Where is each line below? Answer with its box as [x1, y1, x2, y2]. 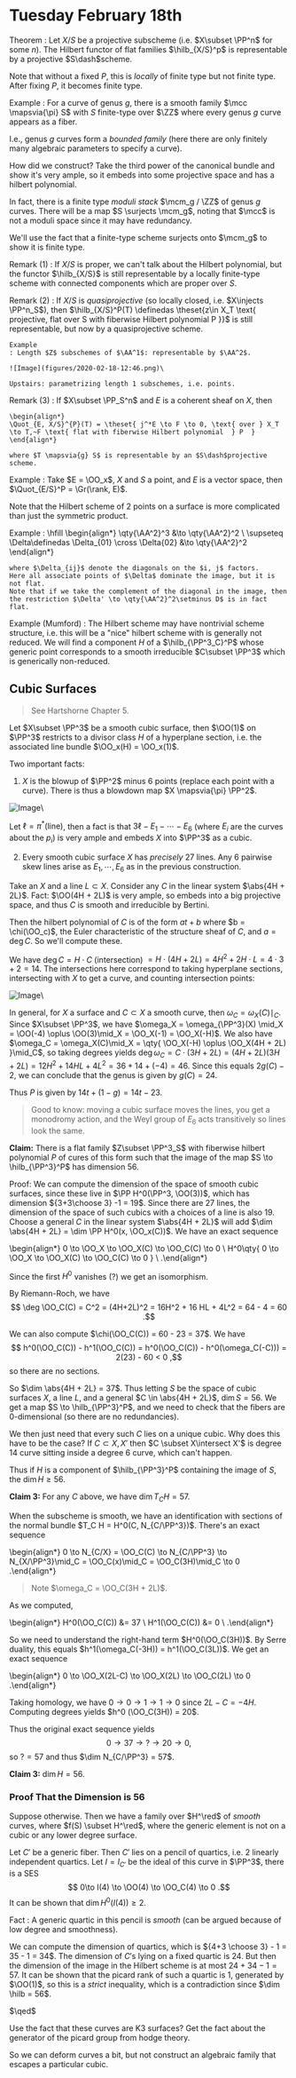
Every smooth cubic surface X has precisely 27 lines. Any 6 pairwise [21, 852, 273, 862]
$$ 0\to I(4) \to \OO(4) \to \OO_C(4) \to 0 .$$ [67, 1882, 230, 1892]
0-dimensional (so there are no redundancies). [9, 1411, 180, 1422]
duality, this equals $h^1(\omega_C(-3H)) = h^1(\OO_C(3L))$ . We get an [9, 1644, 269, 1654]
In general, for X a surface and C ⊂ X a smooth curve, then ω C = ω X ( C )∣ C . [9, 1007, 282, 1020]
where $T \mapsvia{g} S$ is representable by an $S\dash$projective [9, 450, 268, 460]
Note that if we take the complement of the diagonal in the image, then [9, 587, 288, 596]
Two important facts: [9, 758, 85, 769]
